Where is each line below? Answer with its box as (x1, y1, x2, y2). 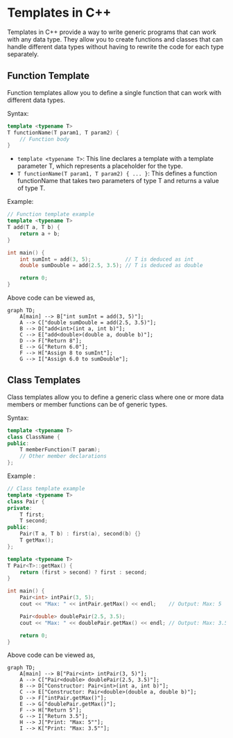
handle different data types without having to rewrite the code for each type (7, 42, 224, 51)
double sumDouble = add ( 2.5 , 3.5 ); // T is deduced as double (19, 262, 203, 269)
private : (7, 504, 33, 511)
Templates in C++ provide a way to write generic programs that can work (7, 28, 216, 36)
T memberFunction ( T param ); (19, 446, 101, 454)
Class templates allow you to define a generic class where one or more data (7, 393, 224, 401)
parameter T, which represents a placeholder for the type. (17, 162, 183, 171)
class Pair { (7, 498, 45, 505)
